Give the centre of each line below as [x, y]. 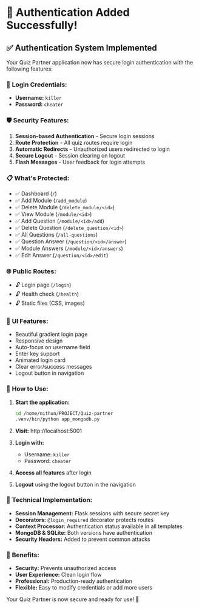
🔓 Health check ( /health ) [47, 294]
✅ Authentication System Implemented [82, 48]
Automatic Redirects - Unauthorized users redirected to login [92, 149]
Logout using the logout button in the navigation [76, 484]
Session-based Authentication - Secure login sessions [85, 136]
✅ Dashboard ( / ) [36, 193]
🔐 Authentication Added [68, 12]
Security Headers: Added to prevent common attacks [83, 539]
